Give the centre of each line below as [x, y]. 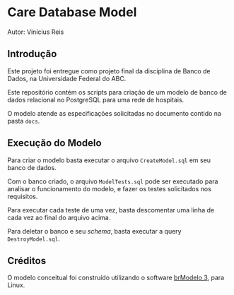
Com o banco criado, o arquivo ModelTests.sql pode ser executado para [113, 181]
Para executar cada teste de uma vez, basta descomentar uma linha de [111, 210]
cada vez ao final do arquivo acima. [59, 217]
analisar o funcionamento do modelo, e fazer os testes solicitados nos [110, 188]
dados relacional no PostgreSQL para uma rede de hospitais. [96, 100]
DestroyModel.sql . [34, 239]
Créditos [27, 261]
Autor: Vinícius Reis [36, 32]
